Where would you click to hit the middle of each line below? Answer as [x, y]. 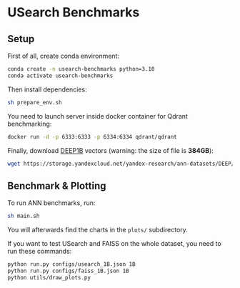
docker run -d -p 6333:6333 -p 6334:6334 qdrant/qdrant [92, 136]
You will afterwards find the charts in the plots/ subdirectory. [97, 230]
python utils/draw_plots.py [49, 277]
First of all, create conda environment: [64, 56]
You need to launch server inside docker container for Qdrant [97, 116]
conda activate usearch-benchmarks [60, 76]
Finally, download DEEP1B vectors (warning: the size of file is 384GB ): [111, 150]
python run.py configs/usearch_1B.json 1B [71, 264]
